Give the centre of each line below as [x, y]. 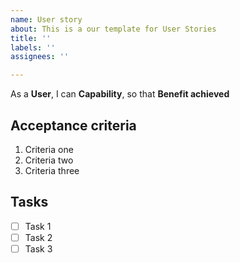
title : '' [31, 38]
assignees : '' [40, 57]
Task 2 [38, 237]
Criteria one [49, 149]
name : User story [46, 19]
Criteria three [52, 170]
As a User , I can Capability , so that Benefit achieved [120, 94]
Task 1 [38, 226]
